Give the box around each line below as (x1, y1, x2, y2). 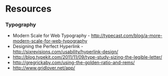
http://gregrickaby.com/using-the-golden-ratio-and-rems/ (12, 59, 135, 66)
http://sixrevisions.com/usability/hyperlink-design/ (12, 49, 119, 55)
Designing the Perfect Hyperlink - (12, 44, 83, 50)
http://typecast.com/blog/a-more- (91, 32, 163, 39)
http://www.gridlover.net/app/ (12, 65, 75, 71)
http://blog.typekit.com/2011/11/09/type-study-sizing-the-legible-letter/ (12, 54, 162, 60)
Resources (5, 3, 52, 15)
